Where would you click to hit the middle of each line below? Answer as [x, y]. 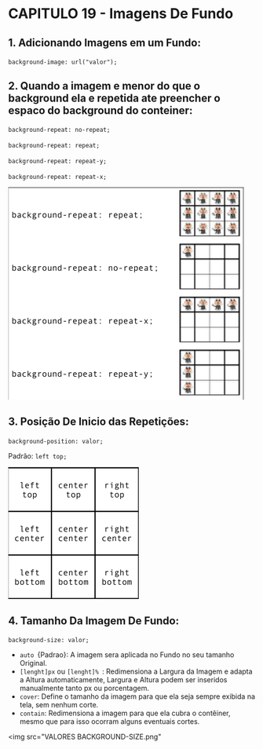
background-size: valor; [49, 641]
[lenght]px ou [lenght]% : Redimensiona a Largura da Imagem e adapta [136, 671]
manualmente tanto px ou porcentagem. [84, 689]
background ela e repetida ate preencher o [115, 99]
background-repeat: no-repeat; [59, 130]
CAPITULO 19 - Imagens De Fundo [121, 14]
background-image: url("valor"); [63, 62]
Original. [33, 663]
